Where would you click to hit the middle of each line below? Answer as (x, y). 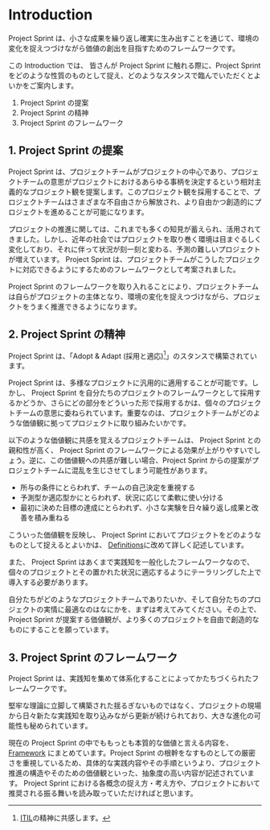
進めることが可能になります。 (99, 212)
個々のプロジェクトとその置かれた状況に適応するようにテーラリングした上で (135, 572)
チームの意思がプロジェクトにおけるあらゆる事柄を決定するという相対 (138, 181)
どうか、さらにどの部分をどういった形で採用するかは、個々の (124, 403)
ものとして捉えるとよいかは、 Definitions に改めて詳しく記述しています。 (129, 545)
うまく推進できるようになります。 (86, 306)
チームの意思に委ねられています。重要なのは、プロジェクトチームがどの (134, 413)
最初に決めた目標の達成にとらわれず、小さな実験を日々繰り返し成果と (136, 508)
